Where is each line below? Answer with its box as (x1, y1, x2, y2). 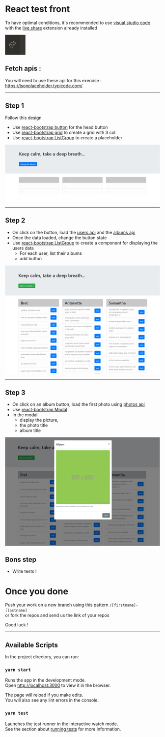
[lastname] (5, 608, 27, 613)
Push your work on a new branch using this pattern (5, 602, 109, 608)
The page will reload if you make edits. (5, 692, 83, 698)
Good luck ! (5, 622, 28, 628)
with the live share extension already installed (5, 25, 97, 31)
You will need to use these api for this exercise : (5, 77, 102, 83)
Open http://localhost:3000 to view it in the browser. (5, 682, 111, 688)
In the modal (12, 412, 38, 418)
